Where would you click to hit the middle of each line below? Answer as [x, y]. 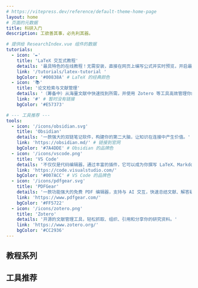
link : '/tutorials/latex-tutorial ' [62, 71]
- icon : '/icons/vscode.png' [47, 153]
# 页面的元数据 [22, 22]
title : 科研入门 [24, 28]
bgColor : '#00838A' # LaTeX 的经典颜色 [63, 77]
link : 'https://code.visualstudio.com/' [67, 170]
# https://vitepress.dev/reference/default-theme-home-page [82, 12]
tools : [14, 121]
